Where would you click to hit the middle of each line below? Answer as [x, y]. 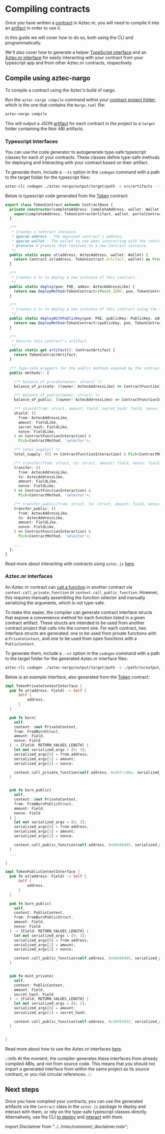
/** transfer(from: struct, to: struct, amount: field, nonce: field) [88, 463]
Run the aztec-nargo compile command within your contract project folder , [81, 100]
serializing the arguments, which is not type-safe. [55, 602]
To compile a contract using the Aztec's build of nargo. [61, 90]
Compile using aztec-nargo [48, 78]
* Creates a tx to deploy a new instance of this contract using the [84, 309]
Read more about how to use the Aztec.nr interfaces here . [64, 1049]
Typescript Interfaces [31, 141]
